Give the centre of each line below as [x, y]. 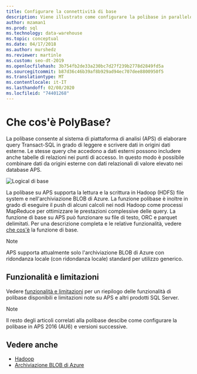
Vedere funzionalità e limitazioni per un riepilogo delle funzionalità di [89, 291]
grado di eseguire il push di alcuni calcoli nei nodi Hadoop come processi [94, 205]
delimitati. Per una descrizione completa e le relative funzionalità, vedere [94, 223]
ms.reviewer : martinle [34, 55]
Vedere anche [32, 344]
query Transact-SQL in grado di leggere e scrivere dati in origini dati [88, 145]
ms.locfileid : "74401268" [38, 93]
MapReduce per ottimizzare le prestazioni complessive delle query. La [91, 211]
